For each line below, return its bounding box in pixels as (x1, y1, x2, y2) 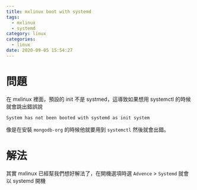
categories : (6, 36, 36, 42)
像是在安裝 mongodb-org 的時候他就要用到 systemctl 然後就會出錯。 (6, 126, 169, 133)
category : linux (6, 31, 46, 37)
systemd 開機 (12, 177, 46, 184)
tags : (6, 14, 20, 20)
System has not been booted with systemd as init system (6, 115, 150, 121)
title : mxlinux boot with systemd (6, 8, 92, 15)
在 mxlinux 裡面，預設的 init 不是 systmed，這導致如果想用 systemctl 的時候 (6, 96, 191, 103)
